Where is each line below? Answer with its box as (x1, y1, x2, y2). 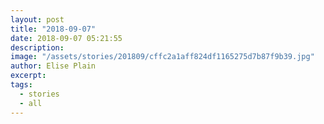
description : (10, 42, 65, 53)
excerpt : (10, 71, 47, 81)
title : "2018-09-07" (10, 24, 97, 34)
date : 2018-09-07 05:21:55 (10, 33, 123, 43)
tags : (10, 80, 33, 90)
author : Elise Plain (10, 61, 97, 71)
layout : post (10, 14, 65, 25)
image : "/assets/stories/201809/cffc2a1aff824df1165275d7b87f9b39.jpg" (10, 52, 315, 62)
